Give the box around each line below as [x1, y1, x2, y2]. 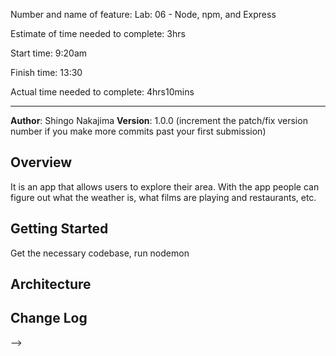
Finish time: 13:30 [10, 67, 83, 78]
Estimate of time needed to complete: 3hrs [10, 28, 186, 39]
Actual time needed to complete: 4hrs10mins [10, 86, 195, 98]
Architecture [10, 276, 92, 293]
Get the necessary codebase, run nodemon [10, 247, 190, 259]
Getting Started [10, 220, 109, 238]
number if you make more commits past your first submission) [10, 125, 267, 137]
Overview [10, 154, 73, 171]
